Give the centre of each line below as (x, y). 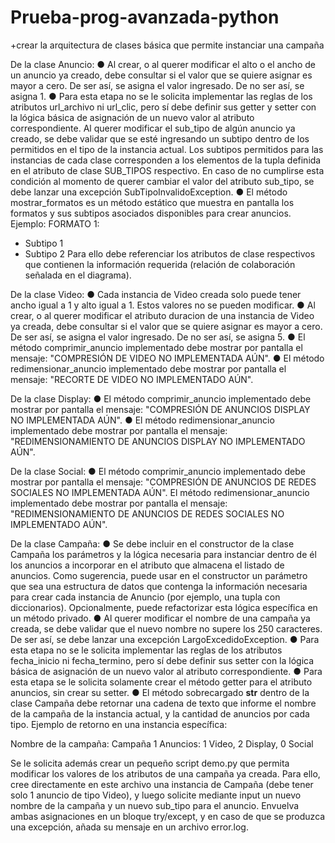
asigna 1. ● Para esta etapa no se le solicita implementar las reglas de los (161, 96)
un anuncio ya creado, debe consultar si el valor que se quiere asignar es (161, 75)
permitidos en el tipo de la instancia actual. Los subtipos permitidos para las (167, 149)
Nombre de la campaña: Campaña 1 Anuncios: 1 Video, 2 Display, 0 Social (162, 743)
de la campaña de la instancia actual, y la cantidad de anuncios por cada (160, 713)
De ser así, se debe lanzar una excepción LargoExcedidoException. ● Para (165, 639)
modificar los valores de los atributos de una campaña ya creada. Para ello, (165, 773)
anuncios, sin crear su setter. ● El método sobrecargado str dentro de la (160, 692)
